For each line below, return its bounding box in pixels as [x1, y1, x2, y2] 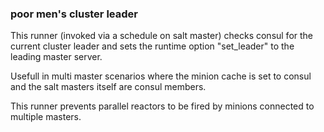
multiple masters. [10, 111, 82, 123]
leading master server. [10, 51, 103, 63]
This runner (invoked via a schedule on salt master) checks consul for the [10, 30, 314, 42]
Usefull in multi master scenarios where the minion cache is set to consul [10, 70, 312, 82]
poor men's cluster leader [10, 7, 138, 21]
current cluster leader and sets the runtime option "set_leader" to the [10, 40, 295, 52]
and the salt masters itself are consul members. [10, 81, 207, 93]
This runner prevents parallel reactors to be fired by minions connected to [10, 100, 315, 112]
